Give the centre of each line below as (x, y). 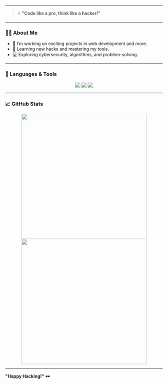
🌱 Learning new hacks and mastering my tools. (60, 49)
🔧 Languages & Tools (31, 74)
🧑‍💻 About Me (21, 33)
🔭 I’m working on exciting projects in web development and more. (80, 44)
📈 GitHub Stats (24, 104)
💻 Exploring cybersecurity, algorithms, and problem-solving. (75, 55)
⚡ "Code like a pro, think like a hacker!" (59, 13)
